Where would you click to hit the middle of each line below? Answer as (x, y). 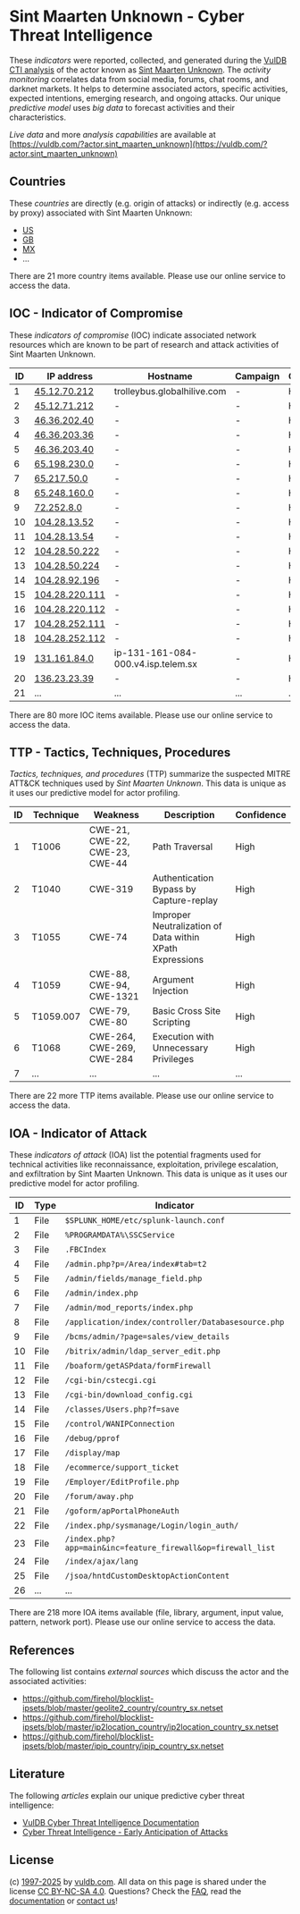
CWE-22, (109, 841)
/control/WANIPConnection (120, 1424)
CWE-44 (108, 864)
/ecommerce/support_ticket (122, 1467)
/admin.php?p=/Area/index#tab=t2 (136, 1264)
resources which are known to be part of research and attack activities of (144, 344)
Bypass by (174, 890)
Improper (171, 915)
